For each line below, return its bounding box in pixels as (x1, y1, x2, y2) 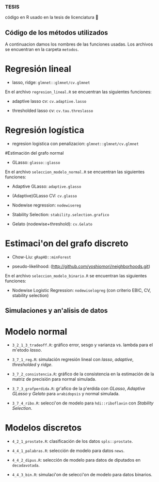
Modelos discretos (5, 422, 82, 434)
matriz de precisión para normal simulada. (12, 376, 96, 382)
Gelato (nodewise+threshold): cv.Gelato (12, 221, 93, 226)
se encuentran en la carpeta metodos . (5, 47, 79, 52)
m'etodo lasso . (12, 347, 42, 353)
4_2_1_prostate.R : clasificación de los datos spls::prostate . (12, 438, 133, 444)
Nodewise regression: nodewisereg (12, 202, 81, 208)
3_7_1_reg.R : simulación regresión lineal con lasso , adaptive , (12, 356, 134, 362)
